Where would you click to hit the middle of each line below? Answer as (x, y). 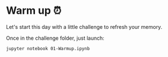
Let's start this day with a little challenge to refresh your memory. (84, 26)
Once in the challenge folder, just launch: (55, 38)
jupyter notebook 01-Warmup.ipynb (48, 48)
